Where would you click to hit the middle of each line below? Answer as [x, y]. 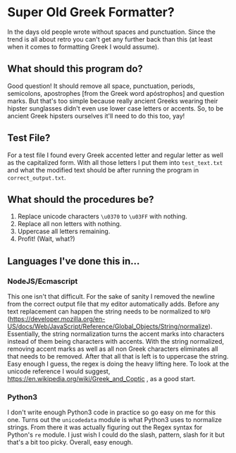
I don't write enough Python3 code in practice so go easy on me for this [112, 412]
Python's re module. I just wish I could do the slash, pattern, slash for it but [116, 435]
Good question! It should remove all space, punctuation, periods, [101, 86]
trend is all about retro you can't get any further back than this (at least [110, 39]
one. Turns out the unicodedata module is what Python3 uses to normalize [114, 420]
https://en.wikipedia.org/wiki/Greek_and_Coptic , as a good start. [101, 379]
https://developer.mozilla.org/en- [57, 319]
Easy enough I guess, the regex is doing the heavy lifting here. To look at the [118, 364]
